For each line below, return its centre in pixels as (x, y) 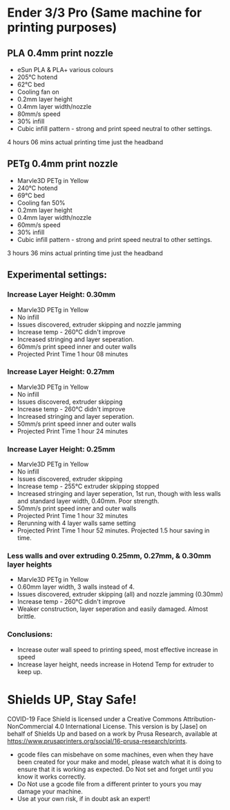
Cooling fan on (38, 92)
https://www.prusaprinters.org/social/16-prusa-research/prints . (97, 741)
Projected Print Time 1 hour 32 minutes (73, 516)
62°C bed (31, 84)
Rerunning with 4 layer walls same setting (76, 523)
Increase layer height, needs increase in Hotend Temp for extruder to (115, 664)
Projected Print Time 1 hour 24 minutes (73, 431)
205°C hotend (37, 77)
